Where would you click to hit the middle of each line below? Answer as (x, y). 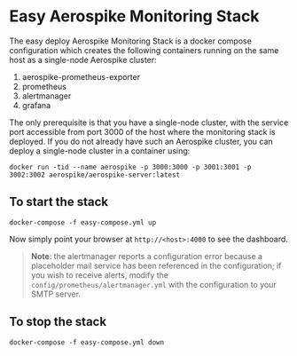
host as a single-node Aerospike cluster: (83, 59)
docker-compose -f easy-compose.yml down (87, 342)
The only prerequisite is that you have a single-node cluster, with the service (149, 123)
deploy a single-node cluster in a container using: (100, 150)
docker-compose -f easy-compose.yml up (83, 222)
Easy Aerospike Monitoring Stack (134, 16)
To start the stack (59, 202)
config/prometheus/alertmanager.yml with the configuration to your (153, 284)
